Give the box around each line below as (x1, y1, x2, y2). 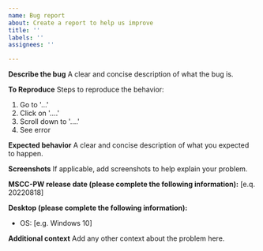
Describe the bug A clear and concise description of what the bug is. (8, 69, 234, 79)
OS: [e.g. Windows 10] (19, 219, 92, 228)
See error (19, 126, 51, 135)
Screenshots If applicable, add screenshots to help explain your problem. (8, 164, 248, 174)
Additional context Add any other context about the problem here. (8, 234, 225, 243)
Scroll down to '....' (19, 117, 81, 126)
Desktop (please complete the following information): (8, 203, 188, 213)
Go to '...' (19, 100, 49, 110)
